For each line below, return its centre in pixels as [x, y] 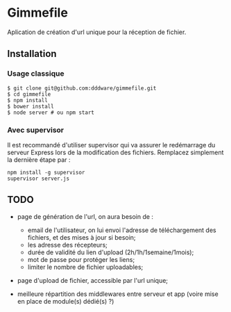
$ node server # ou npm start [51, 113]
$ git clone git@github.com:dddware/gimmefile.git [82, 88]
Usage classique [36, 74]
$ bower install [31, 106]
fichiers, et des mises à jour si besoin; [82, 237]
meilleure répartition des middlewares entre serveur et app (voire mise [118, 294]
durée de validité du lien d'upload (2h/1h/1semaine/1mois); [111, 252]
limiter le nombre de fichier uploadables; [85, 267]
